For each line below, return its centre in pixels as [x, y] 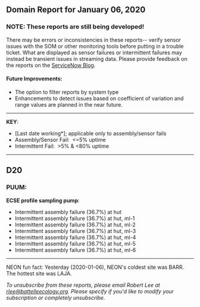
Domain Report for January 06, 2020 [76, 10]
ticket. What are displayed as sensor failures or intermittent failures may [94, 52]
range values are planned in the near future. [69, 104]
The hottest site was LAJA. [39, 273]
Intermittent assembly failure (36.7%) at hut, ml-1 [75, 218]
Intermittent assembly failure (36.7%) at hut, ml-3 [75, 231]
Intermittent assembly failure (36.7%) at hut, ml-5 [75, 243]
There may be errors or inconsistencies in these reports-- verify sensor [94, 40]
